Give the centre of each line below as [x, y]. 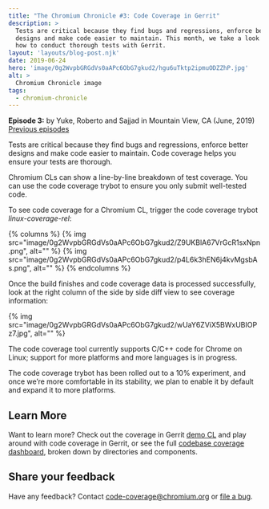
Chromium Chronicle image [59, 83]
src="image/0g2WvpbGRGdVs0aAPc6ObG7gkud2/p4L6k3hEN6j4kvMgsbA [133, 260]
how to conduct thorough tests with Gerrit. [91, 46]
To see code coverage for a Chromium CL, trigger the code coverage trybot [133, 210]
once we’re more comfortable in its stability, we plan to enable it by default [131, 381]
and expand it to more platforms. [62, 390]
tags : [17, 90]
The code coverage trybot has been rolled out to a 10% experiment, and [127, 373]
